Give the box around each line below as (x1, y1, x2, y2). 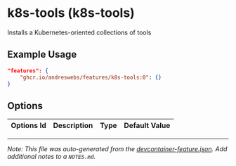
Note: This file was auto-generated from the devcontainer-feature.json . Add (7, 145, 228, 153)
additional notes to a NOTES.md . (7, 153, 96, 161)
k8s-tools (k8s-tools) (7, 5, 135, 21)
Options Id (11, 121, 47, 131)
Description (53, 121, 93, 131)
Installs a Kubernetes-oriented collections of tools (7, 28, 152, 37)
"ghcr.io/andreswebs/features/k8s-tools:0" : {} (20, 74, 162, 81)
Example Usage (7, 49, 77, 60)
